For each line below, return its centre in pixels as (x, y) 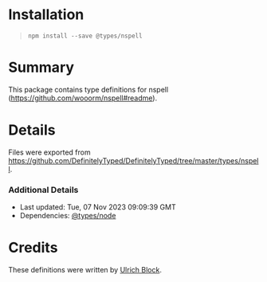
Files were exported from (49, 152)
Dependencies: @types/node (68, 216)
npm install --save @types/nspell (85, 36)
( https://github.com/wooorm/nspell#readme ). (83, 98)
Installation (46, 15)
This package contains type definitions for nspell (88, 89)
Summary (41, 67)
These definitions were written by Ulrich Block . (85, 270)
